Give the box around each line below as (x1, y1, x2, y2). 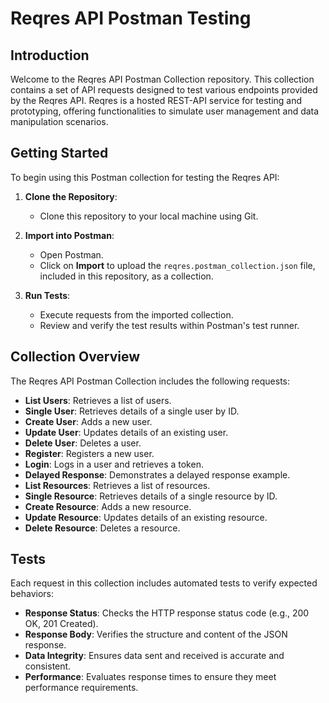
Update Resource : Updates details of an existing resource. (24, 511, 268, 523)
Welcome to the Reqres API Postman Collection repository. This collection (10, 73, 315, 85)
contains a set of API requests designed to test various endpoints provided (10, 84, 318, 96)
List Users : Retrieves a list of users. (24, 394, 172, 406)
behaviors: (10, 588, 55, 600)
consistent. (24, 660, 72, 672)
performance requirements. (24, 682, 139, 694)
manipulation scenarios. (10, 116, 109, 127)
